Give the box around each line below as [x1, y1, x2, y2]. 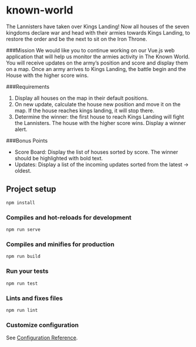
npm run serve [6, 227, 41, 233]
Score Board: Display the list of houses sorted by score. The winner [14, 148, 178, 156]
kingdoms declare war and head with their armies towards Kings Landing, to [6, 29, 191, 36]
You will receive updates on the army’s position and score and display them [6, 59, 188, 66]
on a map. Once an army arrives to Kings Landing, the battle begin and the [6, 65, 187, 72]
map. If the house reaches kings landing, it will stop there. [14, 107, 154, 114]
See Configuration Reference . [6, 334, 78, 341]
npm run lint [6, 307, 38, 313]
